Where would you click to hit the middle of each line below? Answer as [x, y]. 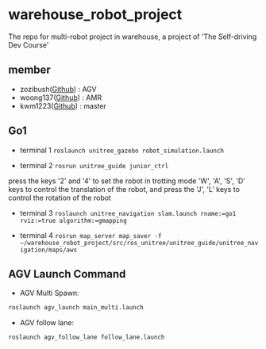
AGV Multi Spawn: [49, 293]
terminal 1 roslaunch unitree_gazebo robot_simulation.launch [122, 150]
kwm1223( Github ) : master [63, 105]
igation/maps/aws [48, 250]
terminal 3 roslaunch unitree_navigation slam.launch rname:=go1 [128, 213]
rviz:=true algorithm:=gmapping [73, 221]
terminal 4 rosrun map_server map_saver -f [91, 235]
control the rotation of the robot [60, 198]
